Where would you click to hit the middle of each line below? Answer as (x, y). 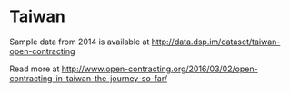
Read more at (35, 69)
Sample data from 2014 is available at (80, 42)
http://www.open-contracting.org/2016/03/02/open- (160, 69)
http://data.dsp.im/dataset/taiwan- (216, 42)
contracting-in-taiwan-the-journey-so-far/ (89, 78)
